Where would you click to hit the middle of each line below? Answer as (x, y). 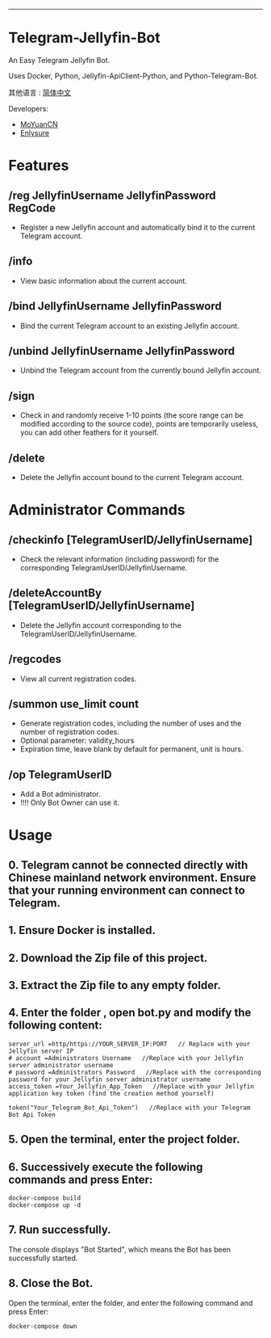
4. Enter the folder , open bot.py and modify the (130, 1013)
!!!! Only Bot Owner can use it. (69, 803)
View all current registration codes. (78, 679)
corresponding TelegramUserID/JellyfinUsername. (104, 568)
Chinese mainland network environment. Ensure (132, 877)
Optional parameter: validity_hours (77, 741)
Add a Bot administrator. (60, 794)
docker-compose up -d (45, 1205)
